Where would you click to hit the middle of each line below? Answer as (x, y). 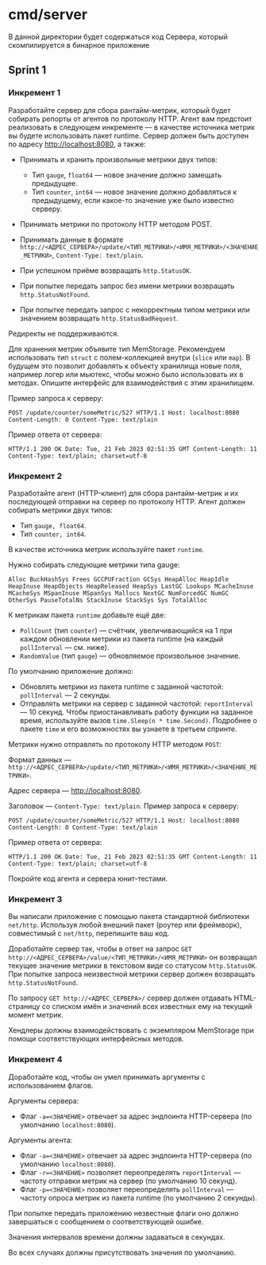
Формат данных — (40, 759)
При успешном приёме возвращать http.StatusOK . (106, 270)
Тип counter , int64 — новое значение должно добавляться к (134, 192)
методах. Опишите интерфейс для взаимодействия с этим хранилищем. (131, 383)
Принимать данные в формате (71, 239)
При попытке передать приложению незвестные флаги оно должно (123, 1213)
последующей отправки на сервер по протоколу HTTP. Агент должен (127, 501)
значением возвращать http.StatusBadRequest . (99, 318)
